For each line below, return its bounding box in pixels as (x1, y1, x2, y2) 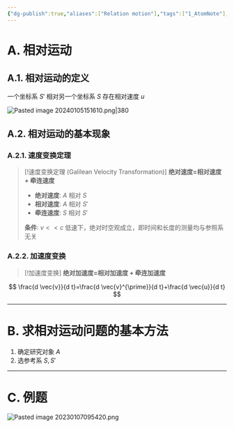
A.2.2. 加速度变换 (7, 252, 66, 261)
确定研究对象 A (17, 347, 61, 356)
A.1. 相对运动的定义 (7, 72, 90, 84)
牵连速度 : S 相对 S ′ (34, 208, 88, 217)
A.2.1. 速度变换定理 (7, 151, 72, 160)
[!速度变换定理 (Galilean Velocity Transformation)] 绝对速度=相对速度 (24, 168, 221, 176)
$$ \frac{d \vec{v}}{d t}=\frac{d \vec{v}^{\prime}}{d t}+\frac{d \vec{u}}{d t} (8, 282, 226, 291)
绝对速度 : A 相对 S (34, 191, 87, 199)
